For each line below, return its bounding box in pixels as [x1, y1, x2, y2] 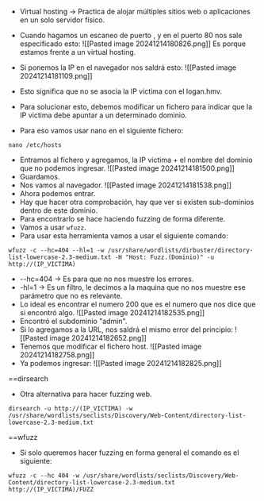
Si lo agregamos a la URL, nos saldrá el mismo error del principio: [19, 325, 234, 334]
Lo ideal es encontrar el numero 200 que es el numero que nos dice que [19, 299, 256, 309]
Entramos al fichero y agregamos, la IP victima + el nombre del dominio [19, 155, 253, 164]
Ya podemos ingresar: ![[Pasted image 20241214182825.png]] [19, 359, 222, 368]
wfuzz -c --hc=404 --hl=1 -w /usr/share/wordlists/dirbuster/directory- [8, 246, 254, 254]
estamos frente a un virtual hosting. [19, 48, 136, 56]
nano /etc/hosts [8, 141, 62, 149]
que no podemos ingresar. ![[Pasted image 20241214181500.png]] [19, 164, 235, 173]
